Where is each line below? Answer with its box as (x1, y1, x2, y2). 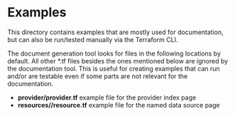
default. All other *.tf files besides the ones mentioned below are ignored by (7, 56, 229, 65)
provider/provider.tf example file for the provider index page (17, 93, 197, 102)
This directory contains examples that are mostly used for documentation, (7, 28, 224, 36)
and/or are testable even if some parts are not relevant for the (7, 72, 188, 80)
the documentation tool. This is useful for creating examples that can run (7, 64, 220, 73)
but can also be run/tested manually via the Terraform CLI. (7, 35, 178, 43)
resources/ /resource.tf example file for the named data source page (17, 100, 220, 109)
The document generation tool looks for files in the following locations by (7, 49, 222, 58)
